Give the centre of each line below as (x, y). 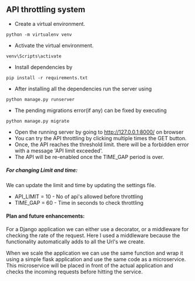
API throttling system (46, 10)
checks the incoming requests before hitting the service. (74, 272)
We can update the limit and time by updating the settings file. (81, 185)
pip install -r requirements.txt (47, 78)
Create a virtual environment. (50, 23)
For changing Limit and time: (42, 170)
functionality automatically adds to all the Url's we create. (75, 241)
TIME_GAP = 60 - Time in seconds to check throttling (79, 202)
